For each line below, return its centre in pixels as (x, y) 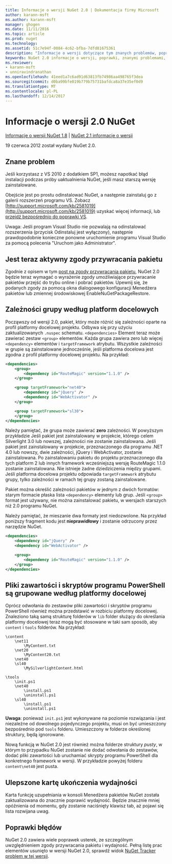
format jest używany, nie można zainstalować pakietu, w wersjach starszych (86, 501)
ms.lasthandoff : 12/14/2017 (35, 96)
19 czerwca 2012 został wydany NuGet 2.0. (51, 146)
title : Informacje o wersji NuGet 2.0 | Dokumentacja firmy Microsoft (82, 10)
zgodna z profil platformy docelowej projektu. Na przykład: (67, 354)
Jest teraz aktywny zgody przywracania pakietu (84, 259)
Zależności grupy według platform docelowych (82, 309)
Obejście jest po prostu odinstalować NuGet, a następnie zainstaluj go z (81, 195)
